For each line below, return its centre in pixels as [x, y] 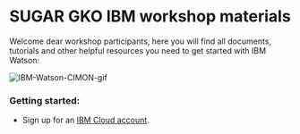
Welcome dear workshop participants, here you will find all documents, [140, 41]
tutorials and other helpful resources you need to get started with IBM [138, 50]
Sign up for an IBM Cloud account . [86, 120]
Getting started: [45, 100]
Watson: [25, 60]
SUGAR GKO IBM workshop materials [150, 17]
